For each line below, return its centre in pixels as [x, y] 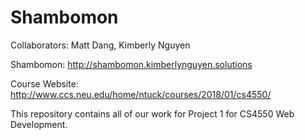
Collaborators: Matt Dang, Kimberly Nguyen [100, 45]
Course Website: [44, 83]
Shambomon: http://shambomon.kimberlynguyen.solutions [131, 64]
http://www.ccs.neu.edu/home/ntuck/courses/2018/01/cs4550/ [141, 94]
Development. [39, 124]
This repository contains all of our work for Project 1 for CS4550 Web [152, 113]
